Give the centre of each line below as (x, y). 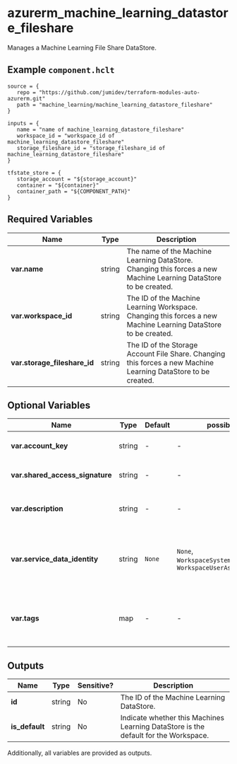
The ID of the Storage (162, 345)
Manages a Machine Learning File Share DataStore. (82, 47)
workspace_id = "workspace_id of (66, 136)
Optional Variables (49, 405)
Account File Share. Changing (176, 354)
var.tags (25, 618)
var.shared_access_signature (61, 475)
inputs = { (23, 123)
